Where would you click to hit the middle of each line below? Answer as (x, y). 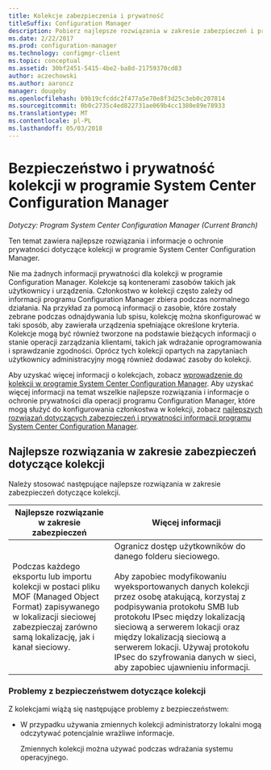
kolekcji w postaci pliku (56, 586)
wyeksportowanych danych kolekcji (182, 586)
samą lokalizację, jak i (54, 637)
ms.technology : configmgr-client (65, 53)
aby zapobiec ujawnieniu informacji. (182, 667)
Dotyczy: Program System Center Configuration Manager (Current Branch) (133, 225)
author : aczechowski (43, 76)
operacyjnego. (44, 757)
